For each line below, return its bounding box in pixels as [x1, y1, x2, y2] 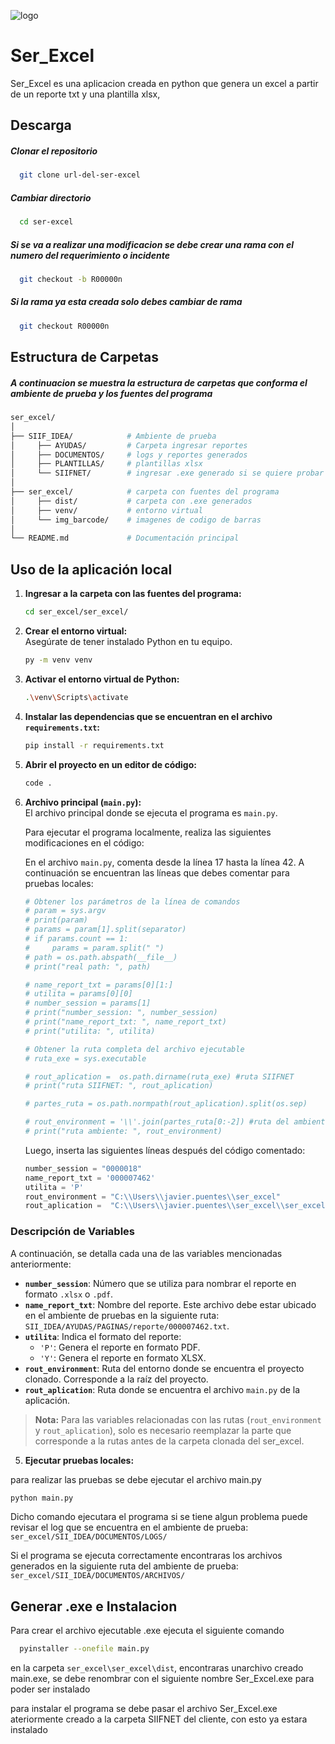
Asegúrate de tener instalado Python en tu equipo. [24, 636, 233, 647]
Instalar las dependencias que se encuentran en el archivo [24, 710, 273, 722]
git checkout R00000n [19, 321, 110, 331]
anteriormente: [10, 1258, 72, 1270]
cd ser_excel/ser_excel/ [24, 607, 129, 617]
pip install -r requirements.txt [24, 740, 165, 750]
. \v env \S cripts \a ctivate [24, 692, 129, 702]
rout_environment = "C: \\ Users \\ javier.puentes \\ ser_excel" [24, 1191, 281, 1202]
